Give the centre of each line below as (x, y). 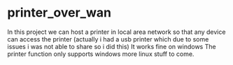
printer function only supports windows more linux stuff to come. (101, 54)
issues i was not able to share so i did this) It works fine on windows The (112, 46)
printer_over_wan (59, 13)
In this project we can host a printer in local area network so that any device (116, 32)
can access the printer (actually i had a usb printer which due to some (108, 39)
